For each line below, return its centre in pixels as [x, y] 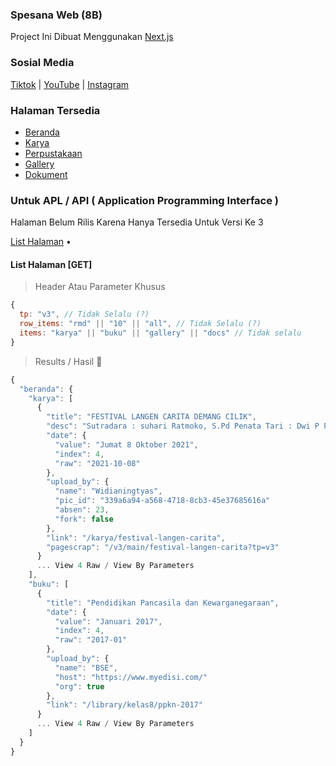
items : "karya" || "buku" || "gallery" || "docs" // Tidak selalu [160, 333]
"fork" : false [84, 519]
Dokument [46, 174]
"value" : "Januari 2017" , [108, 621]
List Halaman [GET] [51, 264]
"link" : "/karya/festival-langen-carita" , [136, 538]
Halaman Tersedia [55, 110]
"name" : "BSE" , [86, 668]
